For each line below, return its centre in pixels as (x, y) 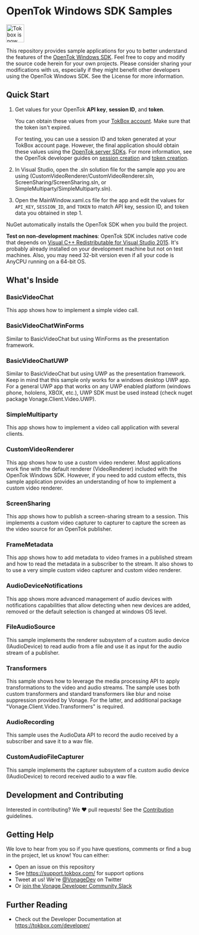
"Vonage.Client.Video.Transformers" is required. (66, 707)
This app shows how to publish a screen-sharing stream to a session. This (97, 516)
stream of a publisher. (33, 652)
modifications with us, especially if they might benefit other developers (93, 69)
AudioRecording (30, 722)
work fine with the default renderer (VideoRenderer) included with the (92, 469)
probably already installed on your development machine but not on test (95, 249)
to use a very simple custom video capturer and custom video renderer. (94, 570)
